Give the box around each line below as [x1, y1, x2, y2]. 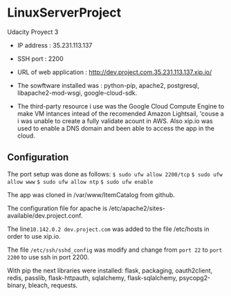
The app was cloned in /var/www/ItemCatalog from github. [7, 190, 175, 198]
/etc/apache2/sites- [109, 204, 166, 212]
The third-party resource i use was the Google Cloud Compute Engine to [17, 102, 225, 110]
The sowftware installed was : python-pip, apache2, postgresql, [17, 81, 199, 89]
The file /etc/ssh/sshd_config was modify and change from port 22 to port [7, 246, 223, 254]
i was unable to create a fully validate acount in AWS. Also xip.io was [17, 116, 213, 125]
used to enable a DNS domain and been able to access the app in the [17, 124, 215, 132]
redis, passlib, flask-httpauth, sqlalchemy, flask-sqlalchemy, [7, 273, 178, 281]
